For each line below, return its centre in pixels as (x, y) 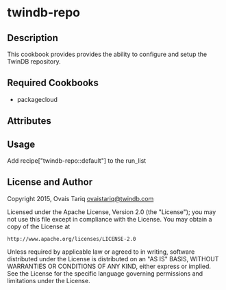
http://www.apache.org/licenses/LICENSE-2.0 (72, 239)
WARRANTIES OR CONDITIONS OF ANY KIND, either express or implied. (109, 266)
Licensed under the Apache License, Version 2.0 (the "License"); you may (112, 212)
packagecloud (37, 99)
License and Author (50, 182)
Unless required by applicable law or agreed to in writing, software (101, 252)
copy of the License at (39, 226)
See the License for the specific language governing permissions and (105, 273)
